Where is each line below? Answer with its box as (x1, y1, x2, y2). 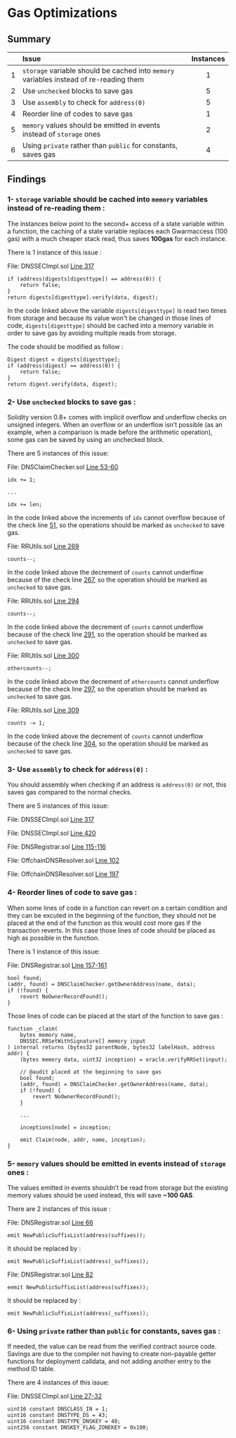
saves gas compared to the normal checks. (7, 788, 132, 797)
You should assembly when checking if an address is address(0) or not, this (7, 780, 227, 789)
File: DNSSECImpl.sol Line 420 (7, 829, 96, 837)
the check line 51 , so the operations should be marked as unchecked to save (7, 520, 225, 529)
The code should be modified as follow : (7, 342, 124, 350)
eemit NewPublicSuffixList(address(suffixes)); (7, 1284, 150, 1291)
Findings (7, 173, 47, 185)
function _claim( (7, 1025, 58, 1032)
